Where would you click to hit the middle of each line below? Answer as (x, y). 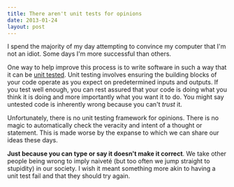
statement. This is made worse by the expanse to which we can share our (113, 133)
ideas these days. (32, 140)
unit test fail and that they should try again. (69, 176)
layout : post (26, 27)
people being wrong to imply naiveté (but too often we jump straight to (109, 161)
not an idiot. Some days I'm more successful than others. (89, 54)
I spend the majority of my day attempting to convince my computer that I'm (117, 47)
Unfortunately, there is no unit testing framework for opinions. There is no (113, 118)
